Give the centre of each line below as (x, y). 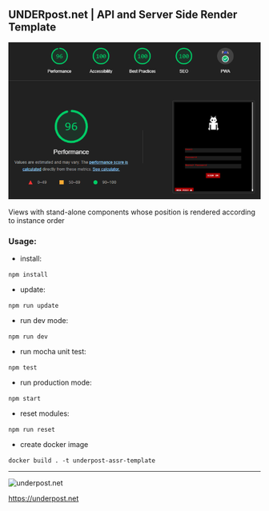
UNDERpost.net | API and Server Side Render (123, 15)
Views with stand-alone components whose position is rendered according (132, 212)
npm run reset (32, 430)
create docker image (54, 445)
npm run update (34, 306)
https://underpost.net (44, 499)
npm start (25, 399)
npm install (28, 275)
